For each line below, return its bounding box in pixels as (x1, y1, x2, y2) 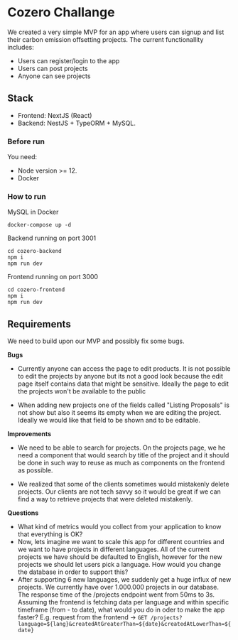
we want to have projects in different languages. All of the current (17, 545, 210, 554)
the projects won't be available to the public (17, 387, 146, 396)
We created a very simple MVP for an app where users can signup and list (7, 28, 225, 36)
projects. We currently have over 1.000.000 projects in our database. (17, 583, 219, 592)
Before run (7, 136, 45, 146)
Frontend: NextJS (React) (17, 111, 92, 119)
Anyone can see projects (17, 72, 91, 80)
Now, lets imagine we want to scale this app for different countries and (17, 538, 225, 546)
